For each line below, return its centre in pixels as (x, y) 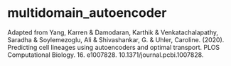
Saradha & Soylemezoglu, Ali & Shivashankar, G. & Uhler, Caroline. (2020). (116, 39)
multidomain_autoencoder (87, 13)
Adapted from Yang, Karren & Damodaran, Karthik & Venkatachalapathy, (113, 32)
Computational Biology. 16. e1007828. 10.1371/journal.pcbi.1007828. (106, 55)
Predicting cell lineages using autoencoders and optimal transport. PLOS (114, 47)
